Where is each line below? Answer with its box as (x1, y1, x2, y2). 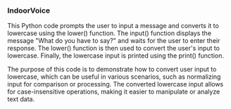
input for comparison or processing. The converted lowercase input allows (7, 80, 224, 89)
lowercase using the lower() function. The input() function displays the (7, 29, 212, 37)
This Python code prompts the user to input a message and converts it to (7, 22, 220, 30)
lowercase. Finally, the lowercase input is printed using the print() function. (7, 51, 224, 60)
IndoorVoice (7, 6, 51, 15)
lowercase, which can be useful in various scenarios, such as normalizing (7, 72, 221, 81)
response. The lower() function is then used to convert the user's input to (7, 44, 220, 53)
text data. (7, 95, 35, 103)
